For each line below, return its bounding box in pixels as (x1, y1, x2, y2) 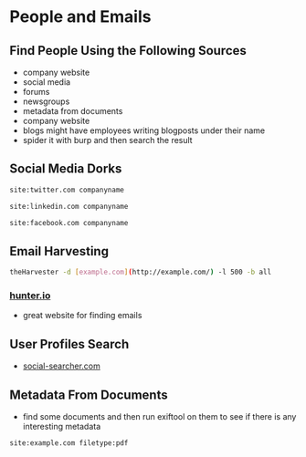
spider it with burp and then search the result (22, 135, 194, 145)
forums (22, 87, 50, 97)
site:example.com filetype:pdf (9, 439, 129, 448)
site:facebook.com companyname (9, 218, 129, 227)
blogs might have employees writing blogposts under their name (22, 125, 266, 136)
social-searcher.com (22, 360, 100, 371)
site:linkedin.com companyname (9, 202, 129, 211)
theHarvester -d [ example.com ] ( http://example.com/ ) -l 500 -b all (9, 267, 272, 277)
